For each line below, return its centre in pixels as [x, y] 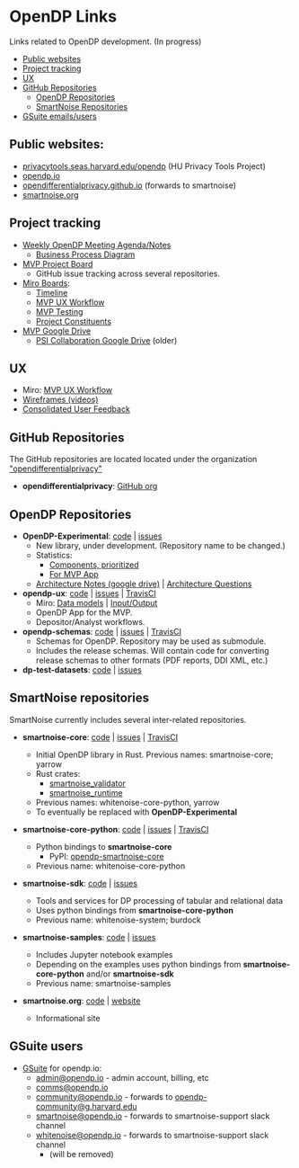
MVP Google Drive [57, 331]
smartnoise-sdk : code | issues [79, 883]
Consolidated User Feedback [76, 409]
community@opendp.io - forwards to [104, 1097]
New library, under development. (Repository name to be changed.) [160, 545]
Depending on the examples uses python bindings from [138, 964]
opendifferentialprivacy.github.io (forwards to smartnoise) [129, 185]
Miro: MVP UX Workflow [67, 390]
